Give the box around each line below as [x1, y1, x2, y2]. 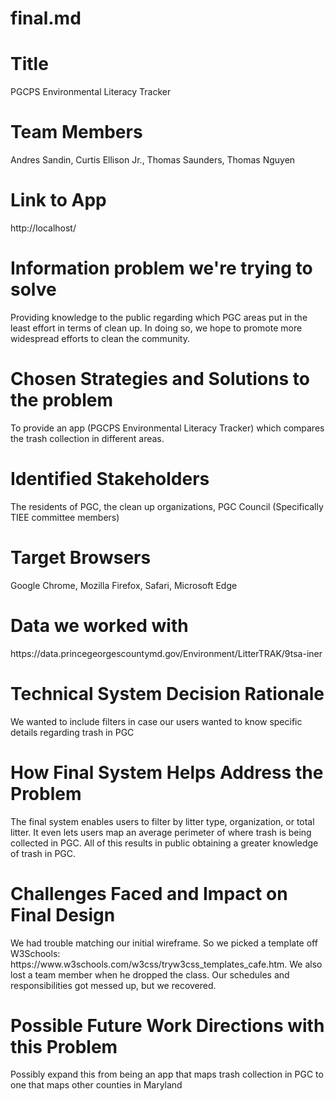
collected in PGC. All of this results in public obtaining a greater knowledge [10, 837, 319, 849]
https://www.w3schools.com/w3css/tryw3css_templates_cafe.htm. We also [10, 958, 323, 970]
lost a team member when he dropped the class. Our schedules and [10, 968, 290, 981]
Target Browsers [10, 547, 152, 569]
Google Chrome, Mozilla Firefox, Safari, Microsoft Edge [10, 579, 238, 591]
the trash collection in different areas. [10, 432, 165, 444]
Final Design [10, 903, 116, 926]
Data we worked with [10, 614, 189, 637]
